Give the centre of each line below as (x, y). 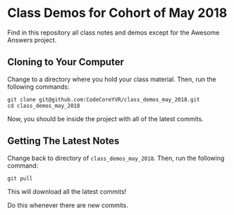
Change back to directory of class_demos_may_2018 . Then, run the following (116, 158)
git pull (20, 178)
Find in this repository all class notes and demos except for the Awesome (113, 32)
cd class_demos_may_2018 (44, 106)
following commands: (38, 87)
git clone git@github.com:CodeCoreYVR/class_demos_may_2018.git (104, 99)
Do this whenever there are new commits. (68, 205)
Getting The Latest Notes (63, 141)
